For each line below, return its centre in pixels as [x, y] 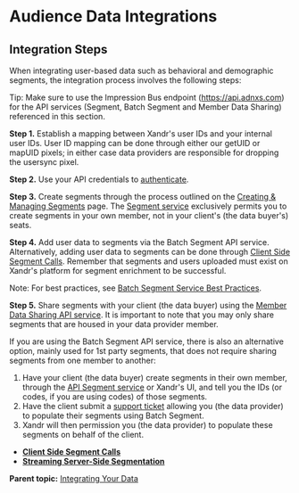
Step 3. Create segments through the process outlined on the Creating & [143, 197]
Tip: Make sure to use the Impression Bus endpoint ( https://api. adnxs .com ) [147, 97]
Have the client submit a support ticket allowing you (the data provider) [153, 406]
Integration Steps [58, 49]
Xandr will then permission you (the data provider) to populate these [148, 425]
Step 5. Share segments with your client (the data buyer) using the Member [148, 305]
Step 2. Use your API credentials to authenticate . [99, 179]
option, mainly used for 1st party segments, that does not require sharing [143, 351]
